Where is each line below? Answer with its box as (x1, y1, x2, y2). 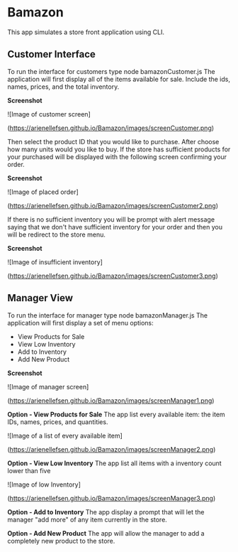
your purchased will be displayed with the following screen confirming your (7, 152, 227, 161)
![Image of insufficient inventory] (7, 257, 103, 266)
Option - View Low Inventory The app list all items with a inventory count (7, 459, 222, 467)
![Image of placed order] (7, 188, 79, 196)
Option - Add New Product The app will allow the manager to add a (7, 529, 205, 537)
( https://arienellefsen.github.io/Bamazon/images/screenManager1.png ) (7, 396, 215, 405)
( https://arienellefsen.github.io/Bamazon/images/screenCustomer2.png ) (7, 201, 218, 210)
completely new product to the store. (7, 536, 115, 545)
